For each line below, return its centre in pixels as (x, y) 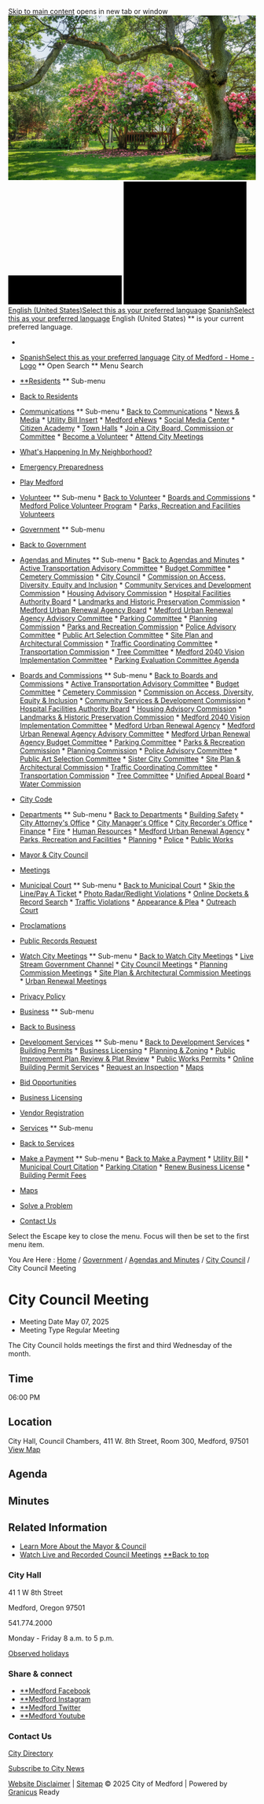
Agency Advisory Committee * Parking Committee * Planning (118, 619)
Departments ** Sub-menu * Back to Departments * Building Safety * (132, 815)
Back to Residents (49, 396)
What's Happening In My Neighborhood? (86, 452)
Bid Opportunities (48, 1082)
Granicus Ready (34, 1792)
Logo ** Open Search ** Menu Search (81, 366)
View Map (24, 1449)
